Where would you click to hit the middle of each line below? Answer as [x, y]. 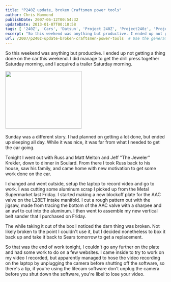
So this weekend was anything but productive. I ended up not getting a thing [85, 53]
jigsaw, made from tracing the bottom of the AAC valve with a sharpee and [83, 205]
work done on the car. [28, 174]
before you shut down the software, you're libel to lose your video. [75, 274]
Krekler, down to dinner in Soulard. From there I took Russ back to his [78, 163]
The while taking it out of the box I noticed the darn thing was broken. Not [83, 226]
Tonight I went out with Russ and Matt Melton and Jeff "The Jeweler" [78, 157]
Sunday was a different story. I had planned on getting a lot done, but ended [85, 136]
